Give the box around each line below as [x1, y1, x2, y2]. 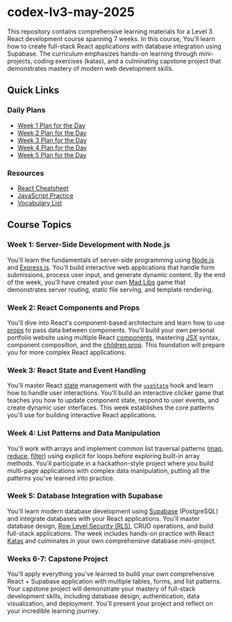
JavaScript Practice [17, 191, 74, 199]
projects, [7, 56, 33, 65]
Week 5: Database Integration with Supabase [7, 491, 163, 501]
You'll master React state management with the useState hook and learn [7, 381, 213, 390]
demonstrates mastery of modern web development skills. [7, 64, 174, 72]
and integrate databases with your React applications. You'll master [7, 514, 200, 522]
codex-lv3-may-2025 [7, 4, 135, 20]
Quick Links [7, 84, 60, 96]
